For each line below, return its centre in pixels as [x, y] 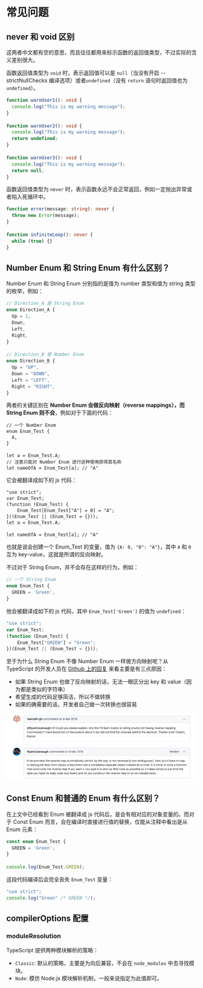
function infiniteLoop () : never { [50, 235]
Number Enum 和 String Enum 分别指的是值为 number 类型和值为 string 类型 [101, 284]
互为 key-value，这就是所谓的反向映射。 [56, 555]
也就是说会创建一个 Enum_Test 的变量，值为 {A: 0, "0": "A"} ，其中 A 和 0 [99, 547]
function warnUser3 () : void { [44, 158]
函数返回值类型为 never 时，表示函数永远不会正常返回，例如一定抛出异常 [97, 189]
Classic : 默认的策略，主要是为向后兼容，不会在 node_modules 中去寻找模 [105, 963]
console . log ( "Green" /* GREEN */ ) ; [51, 898]
